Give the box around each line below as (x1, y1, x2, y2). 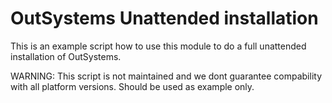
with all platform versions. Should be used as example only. (10, 80, 255, 92)
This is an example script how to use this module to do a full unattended (10, 40, 307, 52)
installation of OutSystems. (10, 50, 122, 62)
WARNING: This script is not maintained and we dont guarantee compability (10, 70, 323, 82)
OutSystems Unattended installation (10, 7, 319, 30)
